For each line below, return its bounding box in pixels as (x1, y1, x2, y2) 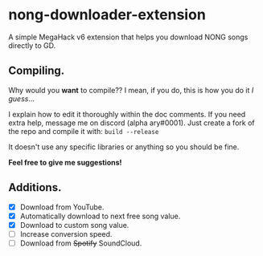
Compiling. (8, 64, 65, 78)
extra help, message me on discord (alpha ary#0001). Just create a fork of (8, 118, 255, 128)
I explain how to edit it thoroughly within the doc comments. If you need (8, 109, 246, 119)
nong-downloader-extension (8, 6, 207, 24)
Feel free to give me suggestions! (8, 157, 122, 167)
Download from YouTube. (19, 202, 105, 212)
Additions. (8, 181, 62, 194)
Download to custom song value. (19, 220, 129, 230)
